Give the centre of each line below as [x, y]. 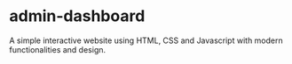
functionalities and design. [58, 49]
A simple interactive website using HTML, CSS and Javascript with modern [146, 40]
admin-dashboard [77, 16]
